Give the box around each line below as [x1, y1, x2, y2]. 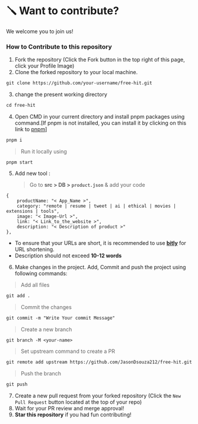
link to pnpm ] [14, 125, 47, 133]
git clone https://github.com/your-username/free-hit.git [6, 80, 152, 86]
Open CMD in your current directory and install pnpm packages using [14, 113, 185, 120]
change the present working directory [14, 91, 108, 98]
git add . [6, 292, 31, 299]
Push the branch [20, 370, 61, 377]
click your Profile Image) [14, 62, 75, 69]
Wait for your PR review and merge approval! [14, 405, 124, 412]
